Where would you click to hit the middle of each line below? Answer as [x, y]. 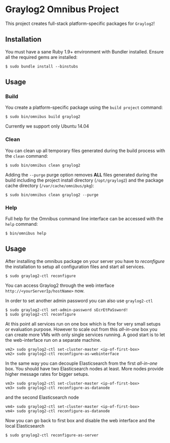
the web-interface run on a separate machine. [53, 340]
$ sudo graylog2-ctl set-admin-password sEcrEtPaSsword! [67, 310]
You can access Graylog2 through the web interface [60, 285]
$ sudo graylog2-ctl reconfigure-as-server [52, 435]
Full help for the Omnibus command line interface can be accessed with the [84, 219]
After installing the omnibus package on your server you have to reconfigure [85, 261]
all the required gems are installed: [41, 57]
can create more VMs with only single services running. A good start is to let [85, 335]
